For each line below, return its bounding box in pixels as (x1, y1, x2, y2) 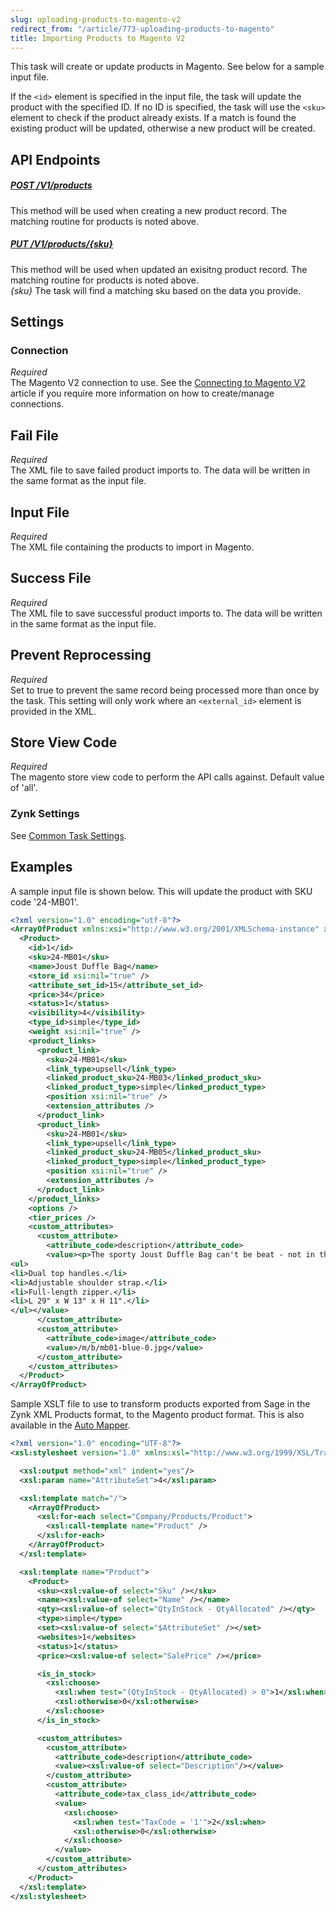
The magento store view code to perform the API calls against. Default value (10, 771, 325, 783)
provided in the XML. (10, 705, 97, 717)
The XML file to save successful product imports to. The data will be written (10, 607, 323, 619)
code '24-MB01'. (10, 896, 79, 908)
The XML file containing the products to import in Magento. (10, 541, 255, 553)
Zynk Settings (10, 807, 80, 821)
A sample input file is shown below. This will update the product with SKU (10, 885, 313, 897)
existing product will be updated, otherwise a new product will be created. (10, 122, 316, 135)
